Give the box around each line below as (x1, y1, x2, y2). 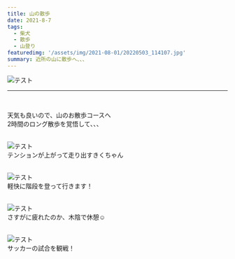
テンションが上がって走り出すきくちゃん (7, 150, 124, 159)
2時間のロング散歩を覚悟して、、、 (7, 120, 103, 128)
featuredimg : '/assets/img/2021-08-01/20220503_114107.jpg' (7, 50, 187, 57)
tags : (7, 23, 23, 30)
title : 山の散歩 (7, 10, 50, 17)
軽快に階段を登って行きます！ (7, 181, 93, 190)
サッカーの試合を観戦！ (7, 244, 75, 252)
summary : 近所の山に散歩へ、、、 (7, 56, 88, 63)
